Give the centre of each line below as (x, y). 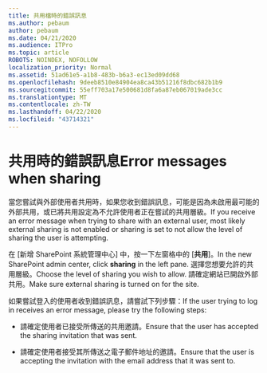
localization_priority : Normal (60, 68)
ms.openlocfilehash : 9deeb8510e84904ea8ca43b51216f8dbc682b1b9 (116, 82)
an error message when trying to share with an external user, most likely (127, 221)
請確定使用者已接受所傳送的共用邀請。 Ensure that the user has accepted (139, 326)
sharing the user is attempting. (59, 238)
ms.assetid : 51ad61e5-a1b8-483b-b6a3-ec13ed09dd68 (94, 75)
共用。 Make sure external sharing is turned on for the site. (104, 284)
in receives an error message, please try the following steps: (108, 310)
